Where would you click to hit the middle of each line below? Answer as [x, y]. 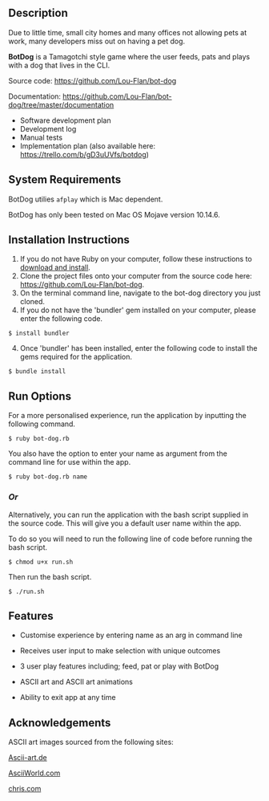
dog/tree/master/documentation [61, 104]
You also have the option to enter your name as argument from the [118, 453]
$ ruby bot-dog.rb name [48, 477]
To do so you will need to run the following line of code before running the [130, 539]
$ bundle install [37, 372]
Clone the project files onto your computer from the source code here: [136, 276]
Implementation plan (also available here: [88, 146]
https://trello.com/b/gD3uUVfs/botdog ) [84, 154]
